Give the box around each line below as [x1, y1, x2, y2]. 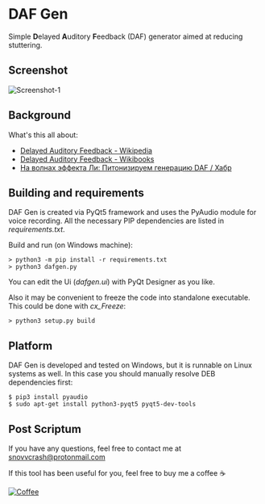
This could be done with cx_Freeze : [8, 301, 126, 311]
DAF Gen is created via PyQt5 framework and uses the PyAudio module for [8, 208, 257, 217]
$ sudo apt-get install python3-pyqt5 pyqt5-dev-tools [8, 401, 197, 409]
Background [8, 108, 71, 122]
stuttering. [8, 40, 43, 49]
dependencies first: [8, 377, 73, 388]
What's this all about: [8, 130, 78, 140]
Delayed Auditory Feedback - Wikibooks [19, 154, 155, 164]
